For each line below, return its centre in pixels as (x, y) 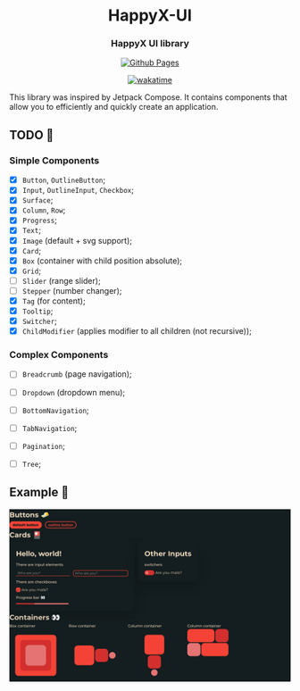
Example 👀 (39, 492)
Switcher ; (40, 321)
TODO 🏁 (32, 135)
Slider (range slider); (61, 280)
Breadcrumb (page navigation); (77, 374)
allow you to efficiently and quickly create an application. (114, 107)
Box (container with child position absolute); (102, 261)
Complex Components (59, 355)
